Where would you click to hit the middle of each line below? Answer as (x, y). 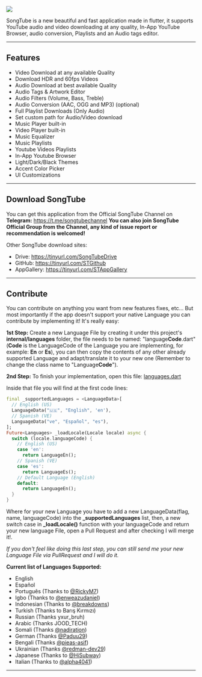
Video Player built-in (40, 130)
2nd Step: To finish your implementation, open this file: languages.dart (94, 376)
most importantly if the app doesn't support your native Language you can (98, 315)
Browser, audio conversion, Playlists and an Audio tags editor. (83, 33)
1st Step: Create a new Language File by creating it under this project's (94, 333)
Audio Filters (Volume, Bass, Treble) (59, 98)
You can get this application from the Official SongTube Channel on (90, 214)
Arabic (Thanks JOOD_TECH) (51, 623)
